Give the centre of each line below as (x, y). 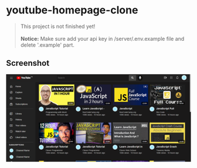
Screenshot (28, 63)
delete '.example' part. (47, 45)
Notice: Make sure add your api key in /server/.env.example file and (102, 38)
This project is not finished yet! (58, 26)
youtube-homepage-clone (72, 10)
